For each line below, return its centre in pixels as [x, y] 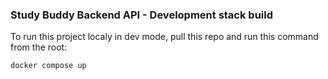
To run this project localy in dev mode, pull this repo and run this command [164, 37]
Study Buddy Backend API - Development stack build [142, 15]
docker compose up [48, 66]
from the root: [39, 47]
